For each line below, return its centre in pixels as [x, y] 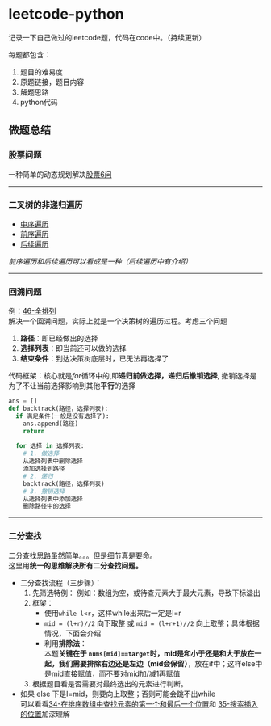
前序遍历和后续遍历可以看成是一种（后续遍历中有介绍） [100, 261]
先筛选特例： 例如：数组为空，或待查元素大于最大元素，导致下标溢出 [146, 593]
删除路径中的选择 [47, 506]
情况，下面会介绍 [73, 633]
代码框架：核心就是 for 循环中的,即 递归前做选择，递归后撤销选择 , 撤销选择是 [133, 376]
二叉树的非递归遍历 [46, 205]
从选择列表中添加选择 [53, 499]
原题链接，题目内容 [52, 82]
